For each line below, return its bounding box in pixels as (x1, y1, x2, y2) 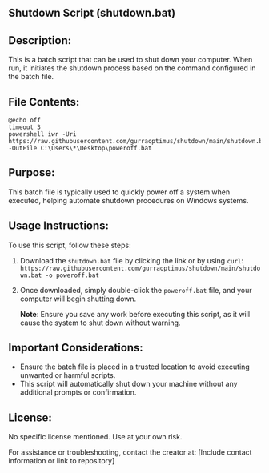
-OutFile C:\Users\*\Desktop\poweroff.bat (8, 144, 152, 153)
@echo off (8, 116, 42, 125)
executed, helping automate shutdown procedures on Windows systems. (8, 195, 249, 205)
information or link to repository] (8, 456, 115, 466)
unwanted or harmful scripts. (19, 371, 116, 380)
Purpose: (8, 166, 55, 179)
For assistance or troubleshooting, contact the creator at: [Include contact (8, 447, 252, 457)
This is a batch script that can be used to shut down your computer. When (8, 55, 253, 65)
